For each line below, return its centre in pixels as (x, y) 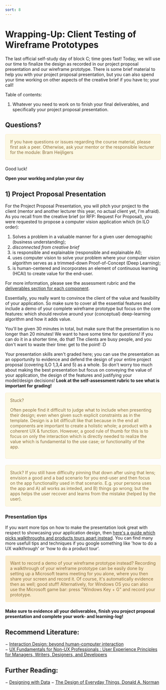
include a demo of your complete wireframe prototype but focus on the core (83, 309)
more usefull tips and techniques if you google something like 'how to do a (81, 543)
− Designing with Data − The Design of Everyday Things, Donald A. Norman (82, 682)
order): (12, 227)
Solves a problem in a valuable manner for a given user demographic (83, 237)
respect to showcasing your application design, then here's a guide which (80, 533)
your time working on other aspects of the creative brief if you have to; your (82, 79)
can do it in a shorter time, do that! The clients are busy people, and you (78, 339)
